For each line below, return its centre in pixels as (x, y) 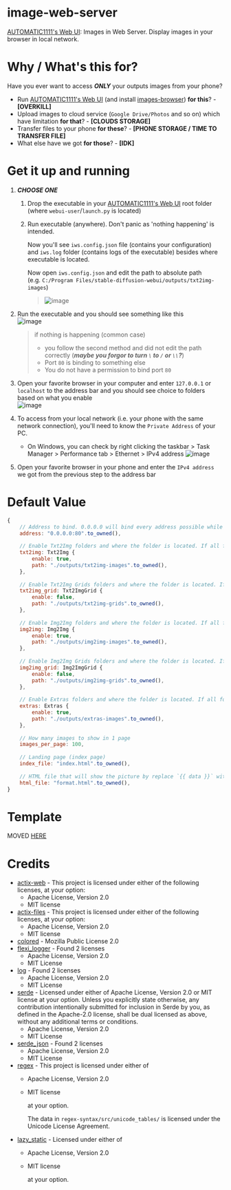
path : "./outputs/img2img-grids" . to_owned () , (98, 680)
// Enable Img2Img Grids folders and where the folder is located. (118, 661)
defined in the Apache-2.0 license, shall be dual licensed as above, (112, 1014)
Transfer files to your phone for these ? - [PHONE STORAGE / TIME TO (117, 128)
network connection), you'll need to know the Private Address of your (116, 425)
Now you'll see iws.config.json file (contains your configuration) (119, 244)
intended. (41, 231)
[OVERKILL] (34, 106)
